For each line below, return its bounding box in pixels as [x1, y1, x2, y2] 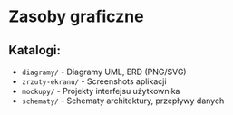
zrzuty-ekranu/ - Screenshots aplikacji [21, 76, 167, 87]
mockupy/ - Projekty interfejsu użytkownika [21, 86, 180, 96]
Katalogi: [8, 43, 61, 58]
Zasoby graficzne [8, 6, 144, 27]
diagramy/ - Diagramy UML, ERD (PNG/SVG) [21, 66, 187, 77]
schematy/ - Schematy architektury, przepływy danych [21, 95, 225, 106]
